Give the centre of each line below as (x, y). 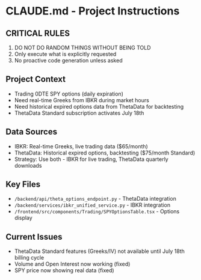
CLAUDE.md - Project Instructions (93, 11)
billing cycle (29, 258)
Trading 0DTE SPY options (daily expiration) (69, 94)
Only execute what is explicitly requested (65, 54)
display (23, 218)
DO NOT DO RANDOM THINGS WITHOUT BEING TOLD (82, 47)
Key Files (23, 184)
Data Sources (32, 132)
